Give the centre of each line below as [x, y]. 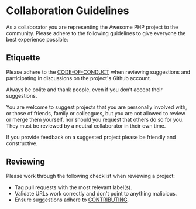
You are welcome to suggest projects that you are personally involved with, [97, 107]
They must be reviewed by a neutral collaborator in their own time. [86, 126]
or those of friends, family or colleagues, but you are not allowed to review [96, 113]
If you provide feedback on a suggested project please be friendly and [91, 137]
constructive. [22, 143]
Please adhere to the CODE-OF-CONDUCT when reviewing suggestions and [98, 72]
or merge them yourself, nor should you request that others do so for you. [95, 119]
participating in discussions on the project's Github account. [79, 78]
